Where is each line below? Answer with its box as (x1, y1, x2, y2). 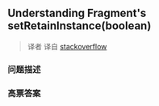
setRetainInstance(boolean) (7, 19, 152, 33)
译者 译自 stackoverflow (27, 41, 107, 51)
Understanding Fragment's (7, 6, 147, 20)
